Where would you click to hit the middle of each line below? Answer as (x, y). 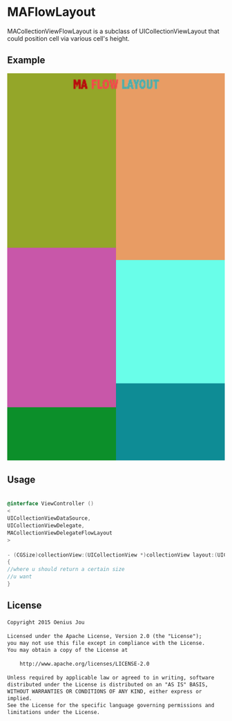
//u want (20, 577)
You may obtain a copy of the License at (68, 650)
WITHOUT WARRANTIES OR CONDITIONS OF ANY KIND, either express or (105, 691)
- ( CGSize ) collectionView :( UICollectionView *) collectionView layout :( (112, 555)
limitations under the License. (54, 712)
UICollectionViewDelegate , (46, 526)
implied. (20, 698)
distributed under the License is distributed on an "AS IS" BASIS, (108, 684)
